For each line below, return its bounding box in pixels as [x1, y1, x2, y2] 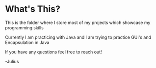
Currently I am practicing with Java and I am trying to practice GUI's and [5, 34, 151, 40]
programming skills [5, 24, 44, 30]
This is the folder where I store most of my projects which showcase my [5, 20, 151, 25]
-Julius [5, 58, 19, 64]
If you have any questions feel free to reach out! [5, 49, 102, 55]
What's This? [5, 3, 60, 15]
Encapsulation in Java [5, 39, 50, 45]
